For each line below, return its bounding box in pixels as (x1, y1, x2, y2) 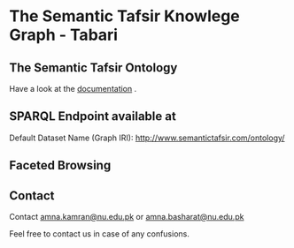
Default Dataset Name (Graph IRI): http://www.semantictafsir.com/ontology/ (9, 132, 285, 143)
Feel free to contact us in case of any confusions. (9, 229, 190, 239)
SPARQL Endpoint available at (9, 109, 177, 124)
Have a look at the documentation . (9, 84, 137, 94)
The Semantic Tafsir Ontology (9, 60, 178, 75)
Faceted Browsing (9, 158, 112, 173)
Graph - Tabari (9, 25, 118, 45)
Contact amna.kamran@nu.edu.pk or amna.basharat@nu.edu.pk (9, 212, 244, 222)
